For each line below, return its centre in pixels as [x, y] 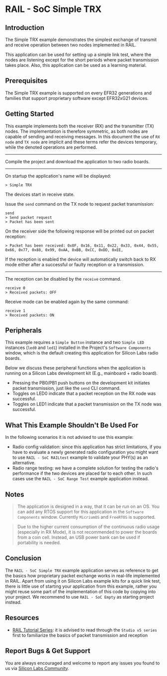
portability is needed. [39, 543]
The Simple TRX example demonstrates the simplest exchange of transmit [81, 39]
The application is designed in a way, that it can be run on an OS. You [88, 507]
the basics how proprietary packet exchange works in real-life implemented [83, 576]
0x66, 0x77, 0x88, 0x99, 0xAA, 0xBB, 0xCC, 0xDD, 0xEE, [64, 250]
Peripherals [24, 331]
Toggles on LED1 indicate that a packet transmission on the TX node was [87, 404]
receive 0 [15, 288]
